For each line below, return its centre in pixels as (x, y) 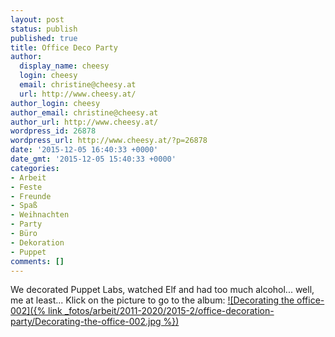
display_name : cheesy (64, 66)
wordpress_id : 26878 (53, 131)
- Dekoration (37, 242)
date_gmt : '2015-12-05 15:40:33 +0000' (93, 159)
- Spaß (24, 206)
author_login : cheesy (55, 103)
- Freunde (31, 196)
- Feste (26, 187)
